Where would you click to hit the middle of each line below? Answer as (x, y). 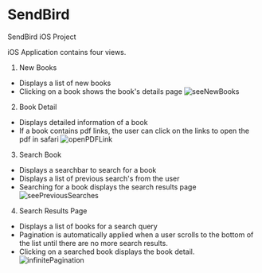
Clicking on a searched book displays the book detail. (107, 252)
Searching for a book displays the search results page (108, 187)
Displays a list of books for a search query (88, 226)
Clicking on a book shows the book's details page (100, 91)
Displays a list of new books (65, 83)
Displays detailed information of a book (83, 122)
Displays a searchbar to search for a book (88, 170)
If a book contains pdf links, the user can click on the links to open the (134, 131)
